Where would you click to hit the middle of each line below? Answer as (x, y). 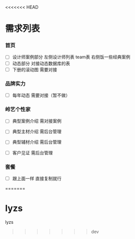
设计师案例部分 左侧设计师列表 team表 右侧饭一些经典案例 (71, 57)
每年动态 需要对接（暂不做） (41, 95)
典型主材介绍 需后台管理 (37, 132)
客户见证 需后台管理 (32, 152)
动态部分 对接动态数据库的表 (41, 63)
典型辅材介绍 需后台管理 (37, 142)
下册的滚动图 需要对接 (35, 69)
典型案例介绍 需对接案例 (37, 121)
